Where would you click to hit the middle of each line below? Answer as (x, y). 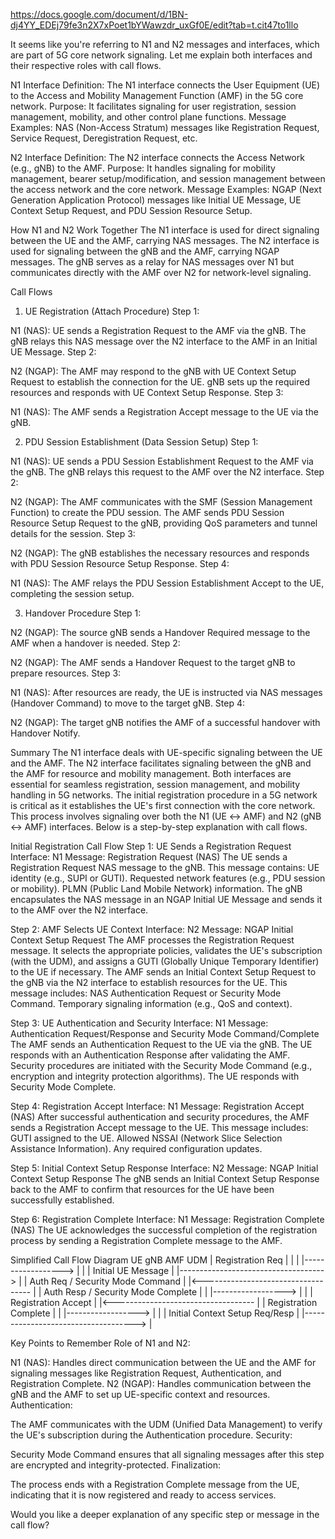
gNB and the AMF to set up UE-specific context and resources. (140, 1394)
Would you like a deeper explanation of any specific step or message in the (165, 1514)
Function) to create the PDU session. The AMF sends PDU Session (147, 512)
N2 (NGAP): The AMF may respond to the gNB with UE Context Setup (153, 371)
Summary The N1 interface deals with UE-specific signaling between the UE (166, 752)
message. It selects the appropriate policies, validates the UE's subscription (166, 950)
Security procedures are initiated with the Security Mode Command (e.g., (161, 1065)
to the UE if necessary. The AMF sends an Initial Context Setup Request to (163, 972)
